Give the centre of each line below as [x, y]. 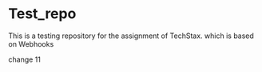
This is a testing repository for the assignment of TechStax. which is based [131, 36]
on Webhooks [31, 44]
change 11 [25, 59]
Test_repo [42, 14]
